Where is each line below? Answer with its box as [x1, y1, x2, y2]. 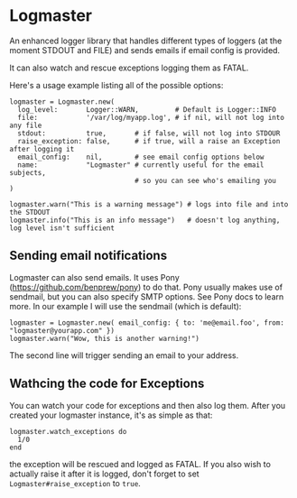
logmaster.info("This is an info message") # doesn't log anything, [9, 216, 281, 225]
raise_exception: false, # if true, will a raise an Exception [17, 136, 281, 145]
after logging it [9, 144, 75, 153]
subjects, [9, 168, 47, 177]
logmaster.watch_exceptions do [9, 427, 127, 436]
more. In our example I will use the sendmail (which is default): [9, 300, 242, 311]
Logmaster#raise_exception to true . [9, 477, 142, 488]
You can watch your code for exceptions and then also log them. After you [9, 400, 286, 410]
